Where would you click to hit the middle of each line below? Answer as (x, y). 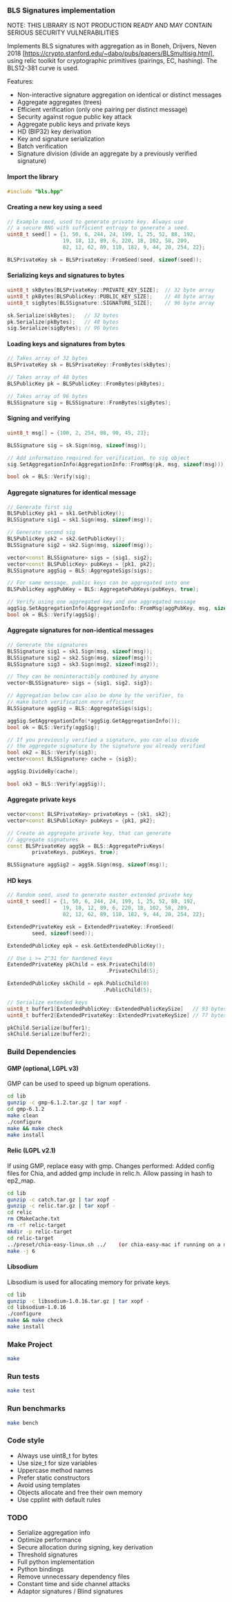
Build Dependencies (42, 1052)
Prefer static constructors (54, 1478)
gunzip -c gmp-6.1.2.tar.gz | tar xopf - (68, 1103)
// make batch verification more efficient (71, 702)
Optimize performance (49, 1540)
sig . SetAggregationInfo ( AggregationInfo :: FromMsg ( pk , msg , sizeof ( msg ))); (117, 464)
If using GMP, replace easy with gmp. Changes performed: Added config (111, 1165)
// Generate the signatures (48, 645)
